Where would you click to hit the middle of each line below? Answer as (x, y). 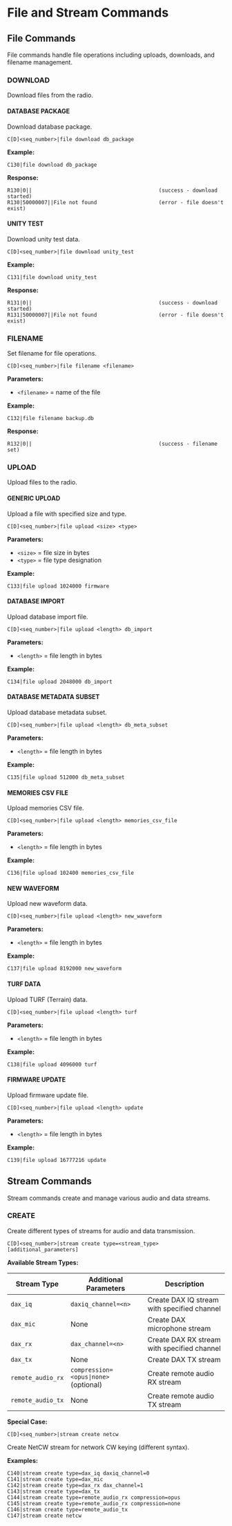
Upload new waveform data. (47, 904)
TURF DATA (24, 983)
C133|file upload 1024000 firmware (58, 586)
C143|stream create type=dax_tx (54, 1491)
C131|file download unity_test (52, 277)
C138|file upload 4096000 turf (52, 1064)
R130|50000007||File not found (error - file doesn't (116, 202)
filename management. (40, 62)
